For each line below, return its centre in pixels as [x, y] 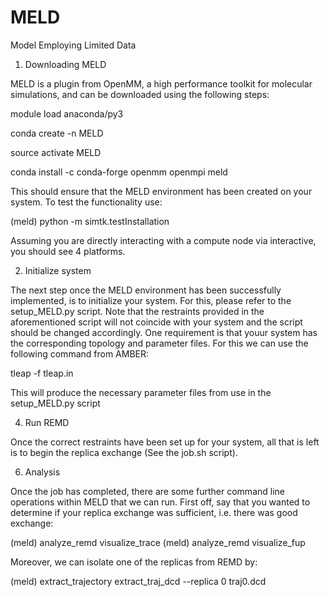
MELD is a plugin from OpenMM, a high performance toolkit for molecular [161, 83]
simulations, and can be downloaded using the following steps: [140, 94]
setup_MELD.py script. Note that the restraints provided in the [137, 311]
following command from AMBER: [80, 353]
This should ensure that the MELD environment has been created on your [161, 191]
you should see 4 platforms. [68, 251]
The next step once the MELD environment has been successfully [146, 290]
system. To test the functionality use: [86, 202]
